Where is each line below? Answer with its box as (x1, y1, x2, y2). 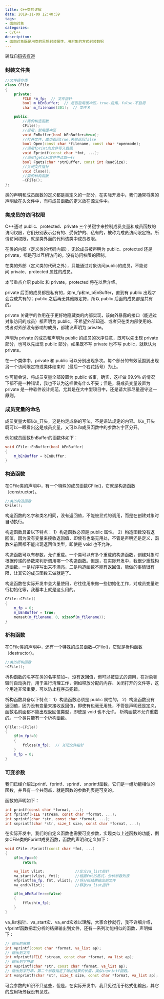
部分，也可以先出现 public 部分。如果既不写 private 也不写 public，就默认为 (5, 341, 157, 347)
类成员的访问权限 (5, 212, 45, 219)
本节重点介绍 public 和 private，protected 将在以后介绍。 (5, 279, 120, 285)
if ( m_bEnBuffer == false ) (14, 891, 62, 897)
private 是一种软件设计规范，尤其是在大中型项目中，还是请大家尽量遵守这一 (5, 387, 157, 392)
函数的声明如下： (5, 797, 40, 804)
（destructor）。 (5, 650, 37, 656)
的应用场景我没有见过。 (5, 988, 52, 995)
